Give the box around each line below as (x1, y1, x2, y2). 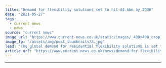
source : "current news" (5, 30, 54, 35)
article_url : (5, 48, 32, 53)
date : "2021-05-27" (5, 12, 45, 17)
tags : (5, 16, 16, 21)
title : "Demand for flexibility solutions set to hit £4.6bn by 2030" (5, 7, 154, 12)
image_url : (5, 35, 28, 40)
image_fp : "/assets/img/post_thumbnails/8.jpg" (5, 39, 105, 44)
